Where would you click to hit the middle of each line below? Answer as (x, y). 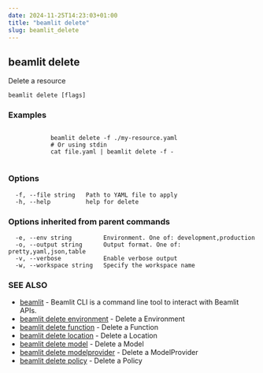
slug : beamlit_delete (44, 30)
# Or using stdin (79, 145)
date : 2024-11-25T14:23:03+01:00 (63, 15)
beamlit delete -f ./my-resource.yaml (114, 138)
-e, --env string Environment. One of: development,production (135, 238)
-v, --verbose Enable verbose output (96, 259)
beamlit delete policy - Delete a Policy (81, 361)
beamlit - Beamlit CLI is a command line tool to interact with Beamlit (129, 302)
